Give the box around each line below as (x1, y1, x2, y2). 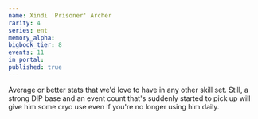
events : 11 (8, 48, 45, 56)
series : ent (8, 26, 48, 34)
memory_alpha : (8, 33, 56, 42)
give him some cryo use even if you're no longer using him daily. (8, 102, 220, 111)
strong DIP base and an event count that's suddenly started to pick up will (8, 93, 251, 103)
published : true (8, 63, 62, 71)
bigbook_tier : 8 (8, 41, 62, 49)
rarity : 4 (8, 19, 41, 27)
